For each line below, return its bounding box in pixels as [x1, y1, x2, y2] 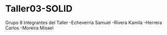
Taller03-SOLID [5, 3, 73, 14]
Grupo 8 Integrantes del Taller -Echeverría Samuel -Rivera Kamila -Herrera [5, 19, 162, 25]
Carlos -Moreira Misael [5, 24, 54, 30]
